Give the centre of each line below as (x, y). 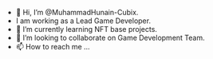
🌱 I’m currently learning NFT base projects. (87, 29)
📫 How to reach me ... (53, 47)
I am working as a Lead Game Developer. (83, 21)
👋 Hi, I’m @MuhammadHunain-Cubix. (77, 12)
